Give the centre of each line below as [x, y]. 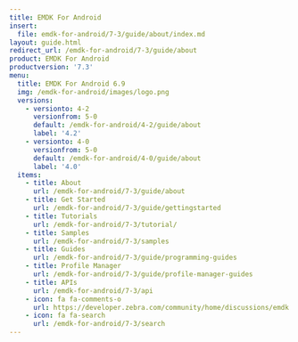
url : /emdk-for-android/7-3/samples [101, 241]
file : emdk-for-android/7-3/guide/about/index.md [111, 34]
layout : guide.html [46, 42]
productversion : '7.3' [51, 68]
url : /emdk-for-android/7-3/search [99, 324]
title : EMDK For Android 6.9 [71, 84]
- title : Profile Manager [74, 266]
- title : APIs [51, 282]
